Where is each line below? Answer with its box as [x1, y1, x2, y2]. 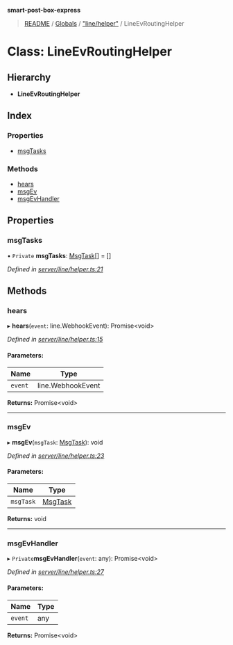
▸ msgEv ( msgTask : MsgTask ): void [7, 438, 103, 446]
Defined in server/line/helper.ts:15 [7, 335, 103, 344]
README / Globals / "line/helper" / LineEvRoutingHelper [24, 19, 184, 27]
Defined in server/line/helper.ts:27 [7, 568, 105, 576]
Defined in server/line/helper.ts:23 [7, 452, 105, 460]
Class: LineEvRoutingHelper [7, 44, 172, 60]
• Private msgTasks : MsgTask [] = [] [7, 251, 112, 260]
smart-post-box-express [7, 6, 81, 14]
